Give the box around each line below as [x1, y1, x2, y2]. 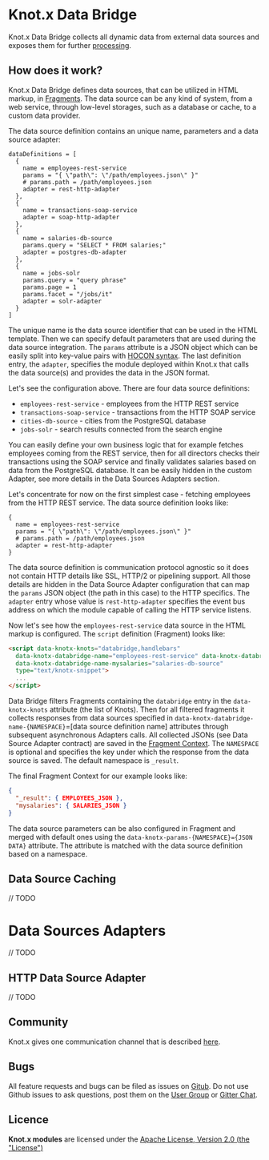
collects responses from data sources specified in [8, 713, 174, 722]
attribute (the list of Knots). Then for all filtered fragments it [49, 704, 245, 714]
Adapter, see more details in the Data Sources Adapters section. [8, 474, 220, 484]
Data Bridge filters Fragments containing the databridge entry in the [8, 696, 232, 705]
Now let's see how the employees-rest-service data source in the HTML [8, 620, 247, 630]
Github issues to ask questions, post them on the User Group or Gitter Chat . [8, 1090, 258, 1099]
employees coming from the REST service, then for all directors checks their [8, 448, 260, 458]
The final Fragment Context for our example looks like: [8, 771, 188, 781]
